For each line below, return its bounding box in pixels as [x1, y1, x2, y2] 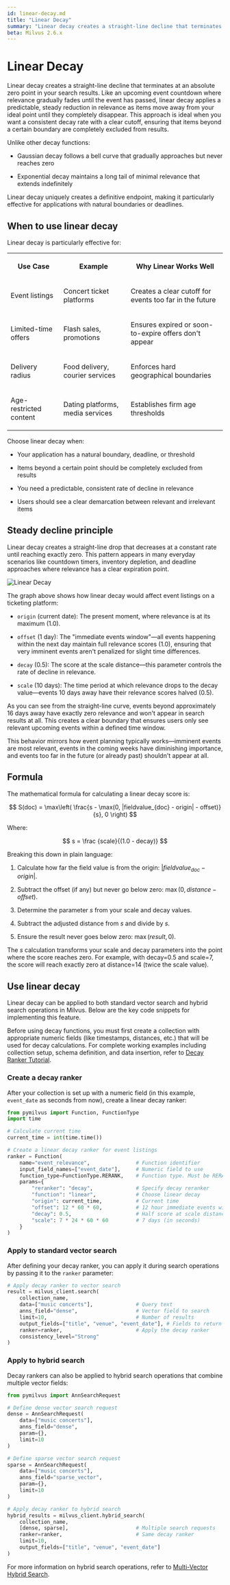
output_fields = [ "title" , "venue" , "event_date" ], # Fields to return [19, 1320, 222, 1327]
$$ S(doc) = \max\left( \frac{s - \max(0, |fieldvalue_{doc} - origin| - [9, 802, 199, 811]
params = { [19, 1179, 44, 1185]
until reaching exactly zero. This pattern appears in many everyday [7, 550, 196, 558]
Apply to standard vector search [7, 1246, 117, 1256]
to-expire [130, 329, 162, 338]
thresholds [130, 408, 166, 417]
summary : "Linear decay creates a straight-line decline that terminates [7, 23, 222, 30]
